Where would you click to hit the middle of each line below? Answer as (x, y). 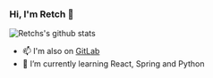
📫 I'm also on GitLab (61, 51)
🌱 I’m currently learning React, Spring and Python (113, 64)
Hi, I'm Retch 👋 (42, 14)
